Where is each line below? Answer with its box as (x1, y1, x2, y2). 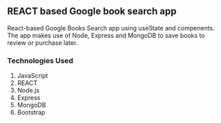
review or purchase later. (7, 38, 78, 47)
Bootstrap (17, 108, 46, 117)
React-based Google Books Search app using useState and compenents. (7, 23, 215, 32)
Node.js (17, 86, 40, 95)
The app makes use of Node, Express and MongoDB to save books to (7, 31, 205, 39)
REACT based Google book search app (7, 6, 177, 17)
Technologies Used (7, 55, 74, 65)
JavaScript (17, 72, 48, 80)
